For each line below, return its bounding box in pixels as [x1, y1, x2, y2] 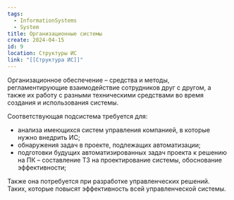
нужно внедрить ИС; [17, 133, 80, 141]
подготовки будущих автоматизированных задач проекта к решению [17, 148, 228, 156]
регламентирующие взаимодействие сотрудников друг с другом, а [7, 83, 211, 92]
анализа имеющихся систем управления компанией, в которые [17, 125, 210, 134]
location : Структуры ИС [7, 50, 78, 57]
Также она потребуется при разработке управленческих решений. [7, 177, 210, 185]
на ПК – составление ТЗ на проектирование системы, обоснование [17, 155, 222, 164]
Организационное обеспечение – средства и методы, [7, 76, 170, 84]
